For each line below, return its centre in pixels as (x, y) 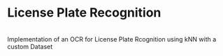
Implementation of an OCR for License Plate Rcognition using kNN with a (112, 39)
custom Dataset (30, 46)
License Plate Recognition (84, 13)
